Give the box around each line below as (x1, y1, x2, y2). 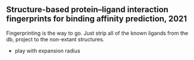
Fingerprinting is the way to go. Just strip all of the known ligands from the (6, 29, 189, 36)
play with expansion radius (14, 47, 81, 54)
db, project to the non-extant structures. (6, 35, 105, 43)
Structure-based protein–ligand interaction (6, 5, 169, 15)
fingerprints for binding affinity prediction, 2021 (6, 14, 187, 24)
